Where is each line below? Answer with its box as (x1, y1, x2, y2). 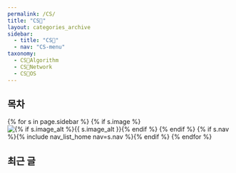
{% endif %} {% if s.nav (159, 125, 230, 134)
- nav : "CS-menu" (14, 43, 66, 51)
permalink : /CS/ (7, 10, 56, 18)
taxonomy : (7, 51, 37, 58)
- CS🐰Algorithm (14, 57, 59, 64)
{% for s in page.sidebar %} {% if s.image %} (7, 117, 141, 126)
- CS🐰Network (14, 63, 53, 70)
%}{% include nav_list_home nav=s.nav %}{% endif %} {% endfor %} (7, 132, 212, 141)
